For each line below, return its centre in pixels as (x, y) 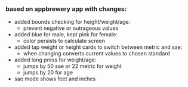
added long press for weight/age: (55, 60)
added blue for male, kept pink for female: (66, 35)
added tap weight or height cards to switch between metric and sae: (98, 47)
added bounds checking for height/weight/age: (72, 22)
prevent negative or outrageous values (71, 28)
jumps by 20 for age (48, 73)
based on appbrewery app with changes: (66, 9)
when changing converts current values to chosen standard (97, 54)
